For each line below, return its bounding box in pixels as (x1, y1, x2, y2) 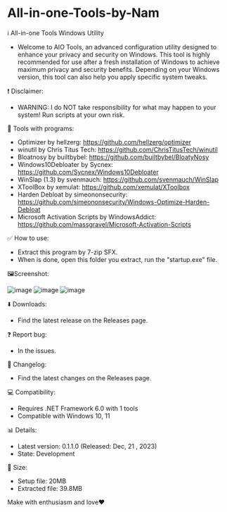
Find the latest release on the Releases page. (17, 316, 148, 325)
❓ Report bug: (7, 330, 47, 339)
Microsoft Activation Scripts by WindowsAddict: (17, 213, 157, 221)
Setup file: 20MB (17, 477, 67, 485)
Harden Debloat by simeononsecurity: (17, 190, 128, 199)
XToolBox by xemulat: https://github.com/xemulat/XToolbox (17, 182, 190, 191)
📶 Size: (7, 463, 28, 471)
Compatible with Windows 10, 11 (17, 411, 110, 420)
